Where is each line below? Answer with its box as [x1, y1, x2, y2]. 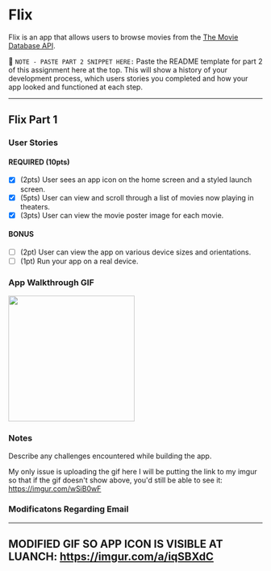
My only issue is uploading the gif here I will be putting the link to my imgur [8, 466, 257, 476]
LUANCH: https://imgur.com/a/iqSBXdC [8, 550, 214, 564]
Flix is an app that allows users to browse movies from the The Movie [8, 32, 239, 42]
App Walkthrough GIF [8, 276, 94, 288]
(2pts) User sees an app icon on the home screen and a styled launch [19, 175, 252, 184]
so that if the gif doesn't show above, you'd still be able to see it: [8, 475, 223, 485]
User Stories [8, 137, 59, 148]
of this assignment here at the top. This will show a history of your [8, 64, 228, 74]
